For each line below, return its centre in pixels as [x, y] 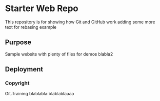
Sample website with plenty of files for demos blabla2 [59, 54]
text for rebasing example [31, 27]
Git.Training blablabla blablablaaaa [40, 94]
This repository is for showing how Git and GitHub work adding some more [80, 22]
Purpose [18, 42]
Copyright [17, 83]
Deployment [24, 69]
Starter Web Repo [42, 8]
